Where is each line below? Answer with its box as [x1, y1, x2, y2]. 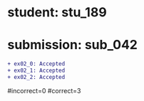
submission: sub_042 [7, 37, 138, 53]
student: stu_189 [7, 4, 107, 21]
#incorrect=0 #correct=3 [7, 86, 81, 95]
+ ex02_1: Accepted [7, 67, 66, 74]
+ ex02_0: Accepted [7, 60, 66, 68]
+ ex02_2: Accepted [7, 73, 66, 80]
